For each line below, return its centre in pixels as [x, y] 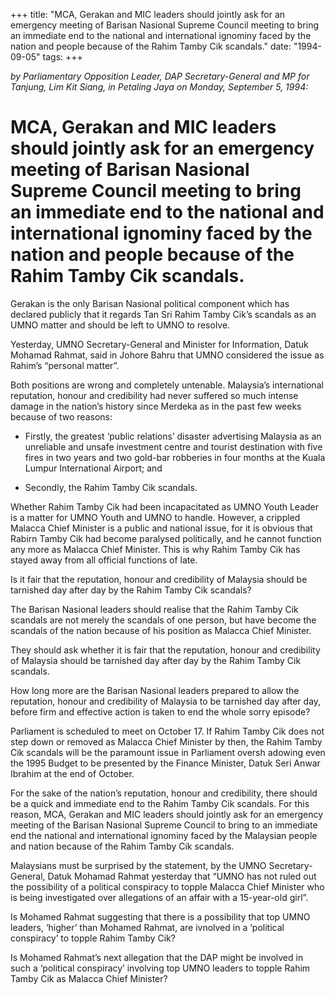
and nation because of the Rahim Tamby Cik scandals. [122, 846]
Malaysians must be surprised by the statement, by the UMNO [138, 865]
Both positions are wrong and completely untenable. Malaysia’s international [167, 385]
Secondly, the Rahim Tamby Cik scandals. [111, 487]
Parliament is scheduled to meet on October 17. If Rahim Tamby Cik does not [167, 731]
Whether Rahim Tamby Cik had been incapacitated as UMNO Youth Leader [165, 506]
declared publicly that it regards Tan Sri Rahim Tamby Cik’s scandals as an [163, 314]
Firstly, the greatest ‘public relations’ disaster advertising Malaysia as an [173, 436]
